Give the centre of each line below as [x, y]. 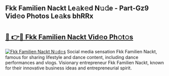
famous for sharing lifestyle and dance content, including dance [72, 57]
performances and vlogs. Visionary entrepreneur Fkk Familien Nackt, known [85, 63]
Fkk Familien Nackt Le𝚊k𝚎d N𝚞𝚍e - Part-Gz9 [77, 8]
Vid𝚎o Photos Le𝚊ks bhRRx [49, 16]
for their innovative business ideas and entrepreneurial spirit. [69, 68]
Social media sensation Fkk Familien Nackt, [112, 52]
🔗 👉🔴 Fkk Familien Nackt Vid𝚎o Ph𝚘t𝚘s [69, 37]
